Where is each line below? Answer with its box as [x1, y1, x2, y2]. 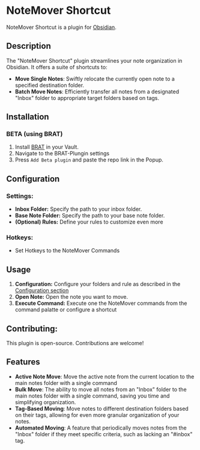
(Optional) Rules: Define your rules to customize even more [14, 218, 163, 226]
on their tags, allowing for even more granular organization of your [14, 411, 180, 419]
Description [6, 41, 51, 51]
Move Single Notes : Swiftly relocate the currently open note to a [14, 75, 175, 82]
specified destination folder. [14, 81, 85, 89]
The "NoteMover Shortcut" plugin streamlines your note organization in [6, 57, 183, 64]
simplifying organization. [14, 398, 76, 405]
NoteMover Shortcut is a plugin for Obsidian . [6, 23, 117, 31]
